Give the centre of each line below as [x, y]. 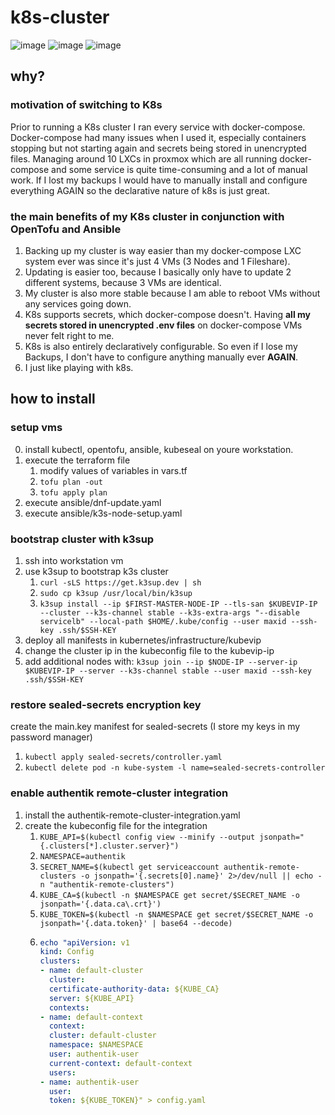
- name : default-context [91, 1017]
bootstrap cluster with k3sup [82, 539]
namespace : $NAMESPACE [96, 1045]
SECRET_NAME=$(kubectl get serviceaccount [129, 867]
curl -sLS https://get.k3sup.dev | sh [120, 582]
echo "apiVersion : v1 [84, 942]
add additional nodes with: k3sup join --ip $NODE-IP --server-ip [161, 661]
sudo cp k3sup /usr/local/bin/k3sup [116, 593]
